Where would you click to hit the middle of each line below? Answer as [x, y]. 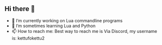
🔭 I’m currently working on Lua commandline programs [67, 20]
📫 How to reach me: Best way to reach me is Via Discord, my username [84, 31]
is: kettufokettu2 [28, 38]
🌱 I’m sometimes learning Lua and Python [54, 26]
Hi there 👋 [20, 9]
